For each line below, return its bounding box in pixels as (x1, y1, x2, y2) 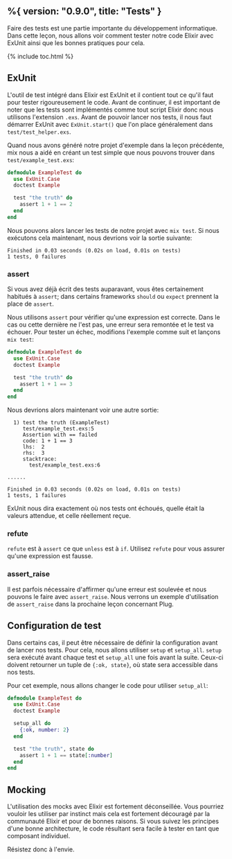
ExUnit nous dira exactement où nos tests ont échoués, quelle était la (7, 504, 205, 512)
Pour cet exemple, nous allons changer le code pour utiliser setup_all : (7, 681, 208, 689)
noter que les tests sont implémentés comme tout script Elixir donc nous (7, 105, 213, 114)
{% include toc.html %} (7, 52, 74, 60)
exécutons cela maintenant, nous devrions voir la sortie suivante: (7, 234, 193, 242)
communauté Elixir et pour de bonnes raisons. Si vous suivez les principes (7, 817, 220, 826)
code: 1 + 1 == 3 (22, 437, 73, 444)
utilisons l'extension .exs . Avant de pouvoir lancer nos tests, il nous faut (7, 112, 212, 121)
